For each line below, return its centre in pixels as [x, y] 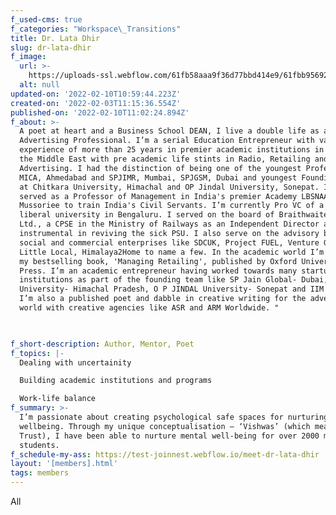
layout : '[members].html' [64, 464]
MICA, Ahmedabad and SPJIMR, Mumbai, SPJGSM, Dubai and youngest [158, 177]
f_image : [28, 57]
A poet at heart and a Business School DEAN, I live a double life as [169, 131]
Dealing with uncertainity [75, 362]
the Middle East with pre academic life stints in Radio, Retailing [165, 159]
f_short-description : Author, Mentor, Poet [102, 344]
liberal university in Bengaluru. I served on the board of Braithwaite [174, 215]
